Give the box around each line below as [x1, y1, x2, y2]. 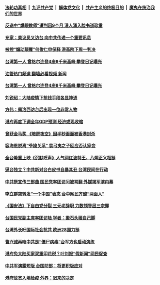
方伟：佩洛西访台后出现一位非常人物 [5, 107, 78, 113]
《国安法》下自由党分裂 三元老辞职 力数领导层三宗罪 [5, 203, 109, 209]
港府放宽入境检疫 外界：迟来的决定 [5, 275, 74, 281]
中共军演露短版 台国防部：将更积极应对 [5, 263, 83, 269]
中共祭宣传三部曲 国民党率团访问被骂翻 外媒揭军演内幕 [5, 179, 113, 184]
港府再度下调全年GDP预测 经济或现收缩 [5, 118, 83, 124]
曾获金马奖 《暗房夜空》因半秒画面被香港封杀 [5, 131, 96, 136]
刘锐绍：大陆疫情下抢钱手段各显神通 [5, 95, 78, 101]
